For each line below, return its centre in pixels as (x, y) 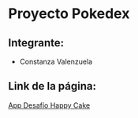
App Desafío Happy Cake (49, 105)
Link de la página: (52, 86)
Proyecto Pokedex (69, 14)
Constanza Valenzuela (56, 61)
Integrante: (36, 43)
